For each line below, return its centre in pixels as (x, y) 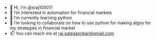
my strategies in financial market (42, 28)
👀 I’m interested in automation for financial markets (61, 13)
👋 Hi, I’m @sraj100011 (31, 7)
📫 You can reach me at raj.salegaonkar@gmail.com (62, 33)
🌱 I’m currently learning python (41, 18)
